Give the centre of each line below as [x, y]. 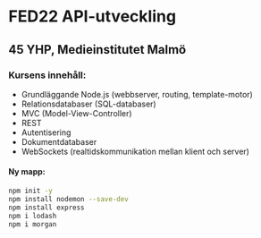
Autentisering [46, 132]
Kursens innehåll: [47, 75]
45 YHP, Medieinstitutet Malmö [97, 50]
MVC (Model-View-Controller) [76, 113]
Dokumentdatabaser [59, 141]
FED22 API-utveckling [92, 17]
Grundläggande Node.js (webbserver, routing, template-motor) [137, 94]
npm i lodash [33, 216]
